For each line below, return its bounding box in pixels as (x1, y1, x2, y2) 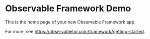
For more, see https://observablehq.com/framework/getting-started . (5, 28, 146, 34)
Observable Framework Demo (5, 3, 131, 14)
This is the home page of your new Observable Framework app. (5, 19, 136, 25)
